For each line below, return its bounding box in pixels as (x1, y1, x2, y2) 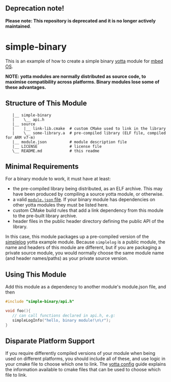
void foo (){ (5, 308, 31, 313)
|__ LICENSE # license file (12, 144, 102, 149)
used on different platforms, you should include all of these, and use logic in (5, 355, 165, 362)
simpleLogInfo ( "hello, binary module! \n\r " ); (12, 318, 111, 323)
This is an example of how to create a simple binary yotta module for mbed (5, 58, 163, 64)
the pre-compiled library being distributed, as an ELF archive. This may (12, 186, 163, 192)
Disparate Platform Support (5, 336, 95, 345)
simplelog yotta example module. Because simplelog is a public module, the (5, 239, 165, 245)
